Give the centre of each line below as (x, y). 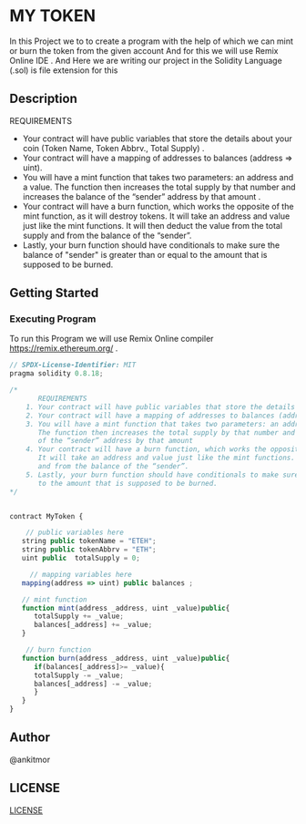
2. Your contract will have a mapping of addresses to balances (150, 416)
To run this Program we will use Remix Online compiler (112, 339)
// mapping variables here (81, 574)
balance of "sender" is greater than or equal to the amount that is (145, 254)
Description (43, 99)
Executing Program (53, 319)
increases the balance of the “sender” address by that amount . (142, 196)
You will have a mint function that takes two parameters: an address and (158, 177)
